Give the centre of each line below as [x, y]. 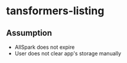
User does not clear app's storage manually [68, 53]
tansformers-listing [55, 11]
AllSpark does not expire [45, 47]
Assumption [29, 33]
